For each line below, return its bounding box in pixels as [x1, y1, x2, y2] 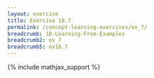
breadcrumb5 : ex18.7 [7, 43, 69, 50]
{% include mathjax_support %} [7, 63, 101, 71]
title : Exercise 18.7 [7, 17, 72, 24]
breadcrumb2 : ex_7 [7, 37, 62, 44]
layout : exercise [7, 10, 59, 18]
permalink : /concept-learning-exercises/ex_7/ [7, 23, 148, 30]
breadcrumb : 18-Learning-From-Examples [7, 30, 126, 38]
